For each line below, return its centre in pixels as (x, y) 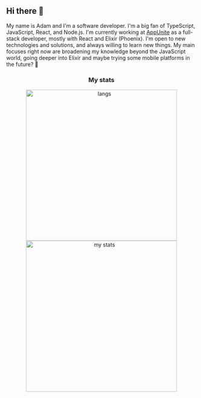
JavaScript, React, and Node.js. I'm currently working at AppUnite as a (94, 32)
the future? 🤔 (22, 64)
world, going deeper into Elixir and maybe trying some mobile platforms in (98, 57)
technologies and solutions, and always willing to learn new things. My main (101, 45)
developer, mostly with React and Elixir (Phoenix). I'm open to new (103, 38)
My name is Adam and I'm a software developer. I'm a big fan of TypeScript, (101, 25)
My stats (101, 80)
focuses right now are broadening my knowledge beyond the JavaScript (96, 51)
